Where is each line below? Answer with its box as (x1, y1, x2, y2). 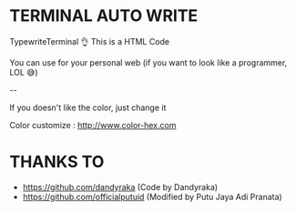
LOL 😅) (9, 66, 38, 77)
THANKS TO (9, 152, 105, 173)
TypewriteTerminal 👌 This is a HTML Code (9, 35, 170, 46)
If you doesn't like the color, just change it (9, 102, 167, 113)
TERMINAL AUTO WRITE (9, 5, 199, 26)
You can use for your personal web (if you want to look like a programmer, (9, 56, 288, 68)
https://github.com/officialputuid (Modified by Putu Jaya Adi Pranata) (22, 191, 282, 202)
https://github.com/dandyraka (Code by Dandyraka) (22, 181, 219, 192)
